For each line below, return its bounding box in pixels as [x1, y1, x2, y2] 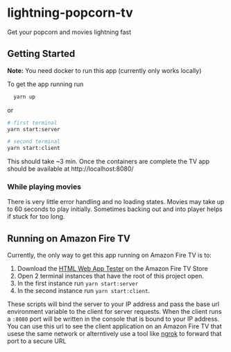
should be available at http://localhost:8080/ [7, 165, 134, 173]
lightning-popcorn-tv [7, 5, 133, 21]
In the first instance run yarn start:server [17, 279, 139, 287]
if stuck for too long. [7, 212, 65, 221]
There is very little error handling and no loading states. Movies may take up [7, 198, 225, 206]
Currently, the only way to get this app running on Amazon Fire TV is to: [7, 251, 212, 260]
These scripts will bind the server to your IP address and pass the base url [7, 300, 220, 308]
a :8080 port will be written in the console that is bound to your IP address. [7, 315, 220, 324]
